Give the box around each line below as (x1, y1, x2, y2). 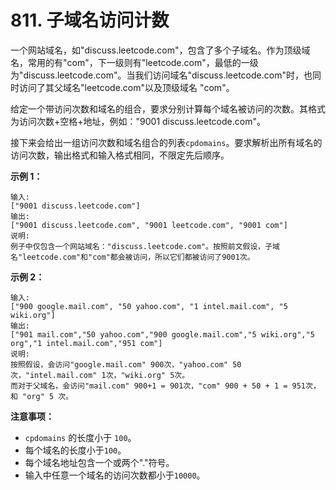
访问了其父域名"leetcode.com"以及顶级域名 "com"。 (18, 81, 235, 93)
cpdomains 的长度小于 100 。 (24, 431, 137, 443)
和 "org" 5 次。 (10, 391, 74, 401)
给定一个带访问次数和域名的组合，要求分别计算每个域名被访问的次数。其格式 (10, 102, 326, 115)
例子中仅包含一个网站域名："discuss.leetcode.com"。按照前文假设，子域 (10, 241, 280, 251)
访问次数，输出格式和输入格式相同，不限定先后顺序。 (10, 149, 230, 161)
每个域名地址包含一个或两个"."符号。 (24, 456, 175, 468)
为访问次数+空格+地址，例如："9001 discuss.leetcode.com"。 (10, 115, 266, 127)
